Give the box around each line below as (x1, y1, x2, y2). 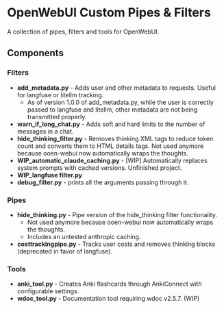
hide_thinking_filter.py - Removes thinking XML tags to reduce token (16, 134, 214, 143)
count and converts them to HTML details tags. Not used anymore (16, 142, 204, 150)
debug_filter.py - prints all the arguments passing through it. (16, 178, 189, 186)
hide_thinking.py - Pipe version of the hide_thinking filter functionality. (16, 210, 218, 219)
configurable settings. (16, 287, 79, 295)
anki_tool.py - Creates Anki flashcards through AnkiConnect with (16, 280, 202, 288)
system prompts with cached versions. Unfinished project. (16, 163, 182, 172)
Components (7, 47, 64, 59)
